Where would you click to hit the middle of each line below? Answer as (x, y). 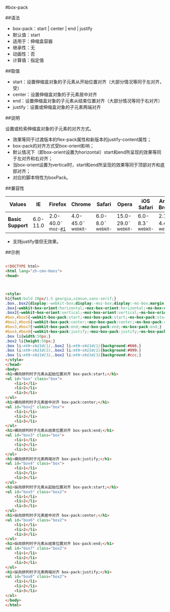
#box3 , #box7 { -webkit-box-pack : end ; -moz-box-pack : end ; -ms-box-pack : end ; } (83, 327)
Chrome (81, 204)
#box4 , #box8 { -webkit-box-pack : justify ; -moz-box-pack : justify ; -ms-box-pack (86, 332)
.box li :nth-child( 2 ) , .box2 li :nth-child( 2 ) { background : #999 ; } (73, 350)
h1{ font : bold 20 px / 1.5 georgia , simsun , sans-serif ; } (61, 299)
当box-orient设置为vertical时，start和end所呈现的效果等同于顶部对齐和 (86, 165)
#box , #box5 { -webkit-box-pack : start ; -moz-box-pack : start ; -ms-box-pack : (81, 317)
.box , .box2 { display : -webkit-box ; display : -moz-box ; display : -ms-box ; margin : (86, 303)
